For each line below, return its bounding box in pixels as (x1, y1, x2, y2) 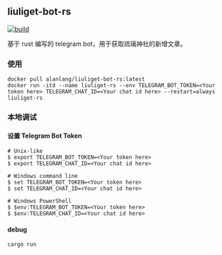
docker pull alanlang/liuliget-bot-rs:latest (7, 76, 145, 83)
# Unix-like (7, 148, 43, 155)
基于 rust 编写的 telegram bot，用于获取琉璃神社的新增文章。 (7, 39, 187, 48)
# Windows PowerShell (7, 198, 72, 205)
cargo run (7, 241, 37, 249)
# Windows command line (7, 173, 79, 180)
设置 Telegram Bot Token (7, 131, 82, 140)
